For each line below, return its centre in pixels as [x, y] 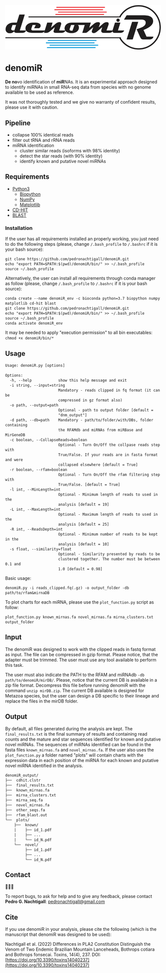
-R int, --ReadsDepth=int [36, 529]
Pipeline [18, 123]
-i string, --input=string [37, 385]
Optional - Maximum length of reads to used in [108, 514]
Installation [19, 228]
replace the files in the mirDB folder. [42, 701]
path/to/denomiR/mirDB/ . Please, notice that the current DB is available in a [81, 680]
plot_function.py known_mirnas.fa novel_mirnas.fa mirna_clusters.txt [79, 617]
